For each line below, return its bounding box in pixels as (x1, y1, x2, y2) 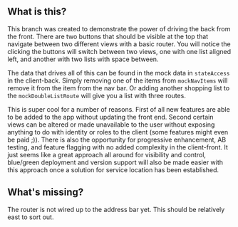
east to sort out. (7, 213, 54, 221)
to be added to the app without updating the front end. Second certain (7, 112, 214, 121)
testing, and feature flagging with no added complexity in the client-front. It (7, 142, 228, 152)
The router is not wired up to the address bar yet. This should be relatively (7, 205, 225, 213)
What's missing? (7, 186, 84, 199)
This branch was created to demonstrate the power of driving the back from (7, 24, 231, 33)
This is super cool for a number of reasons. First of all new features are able (7, 105, 230, 113)
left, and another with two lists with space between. (7, 55, 159, 63)
